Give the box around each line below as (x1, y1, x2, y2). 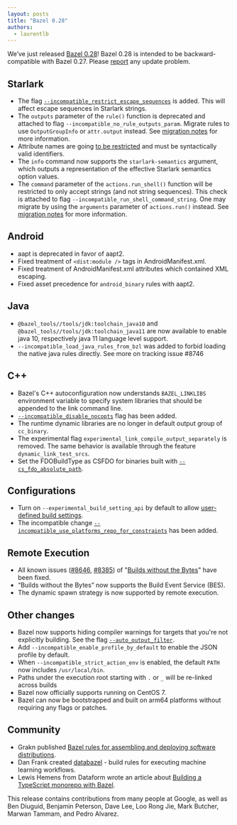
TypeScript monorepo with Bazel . (17, 780, 116, 789)
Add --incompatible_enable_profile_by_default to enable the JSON (17, 642, 218, 651)
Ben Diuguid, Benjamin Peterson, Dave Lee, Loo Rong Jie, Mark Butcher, (7, 802, 219, 810)
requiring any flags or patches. (17, 703, 108, 711)
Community (7, 724, 61, 736)
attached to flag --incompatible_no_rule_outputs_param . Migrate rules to (17, 119, 230, 128)
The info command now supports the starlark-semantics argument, (17, 157, 219, 166)
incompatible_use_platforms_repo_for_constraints (17, 527, 168, 535)
